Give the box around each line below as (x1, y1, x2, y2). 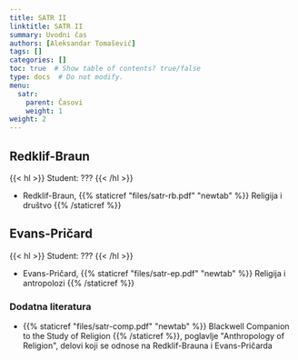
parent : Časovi (25, 97, 84, 107)
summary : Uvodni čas (9, 30, 88, 39)
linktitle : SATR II (9, 22, 84, 31)
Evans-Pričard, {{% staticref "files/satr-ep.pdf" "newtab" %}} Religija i (22, 267, 286, 278)
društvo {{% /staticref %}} (22, 199, 122, 210)
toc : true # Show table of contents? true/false (9, 65, 202, 74)
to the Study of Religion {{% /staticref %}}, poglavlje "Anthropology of (22, 331, 284, 342)
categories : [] (9, 55, 67, 65)
